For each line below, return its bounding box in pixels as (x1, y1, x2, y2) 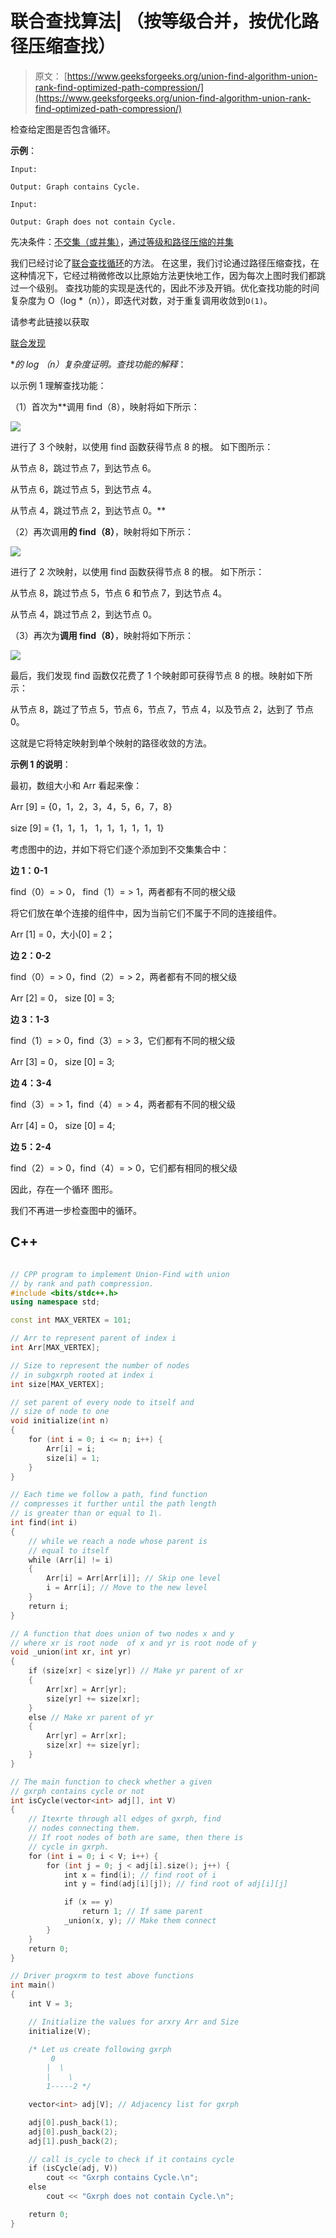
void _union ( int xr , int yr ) (10, 1647, 132, 1657)
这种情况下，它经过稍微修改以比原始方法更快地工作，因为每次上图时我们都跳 (10, 269, 326, 281)
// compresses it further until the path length (10, 1499, 217, 1509)
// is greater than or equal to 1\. (10, 1508, 163, 1519)
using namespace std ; (10, 1297, 101, 1307)
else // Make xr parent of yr (28, 1712, 155, 1722)
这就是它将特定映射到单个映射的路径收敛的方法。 (10, 737, 212, 749)
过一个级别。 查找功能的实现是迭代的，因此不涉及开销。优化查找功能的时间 (10, 282, 320, 294)
